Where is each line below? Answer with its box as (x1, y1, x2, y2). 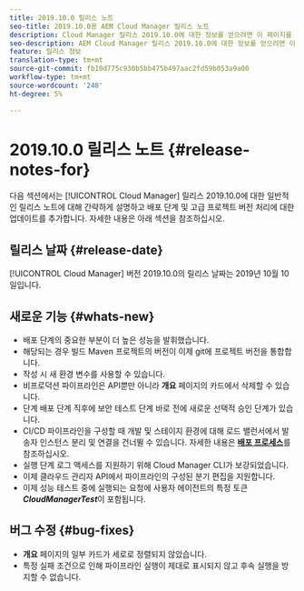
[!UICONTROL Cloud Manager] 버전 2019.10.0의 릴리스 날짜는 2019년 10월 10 (9, 268, 289, 279)
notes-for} (9, 159, 91, 180)
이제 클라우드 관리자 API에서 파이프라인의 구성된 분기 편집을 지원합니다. (22, 471, 276, 482)
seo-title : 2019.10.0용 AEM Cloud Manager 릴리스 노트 (9, 22, 211, 31)
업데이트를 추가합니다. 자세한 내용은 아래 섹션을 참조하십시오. (9, 213, 225, 224)
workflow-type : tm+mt (9, 73, 92, 82)
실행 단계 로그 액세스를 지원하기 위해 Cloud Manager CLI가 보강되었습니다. (22, 460, 289, 471)
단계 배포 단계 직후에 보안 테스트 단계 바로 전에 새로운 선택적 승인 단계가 (22, 403, 277, 414)
